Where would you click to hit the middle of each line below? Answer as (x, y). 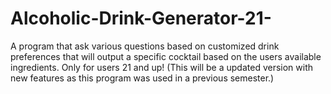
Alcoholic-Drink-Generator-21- (141, 18)
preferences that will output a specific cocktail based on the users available (166, 56)
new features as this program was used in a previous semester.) (142, 78)
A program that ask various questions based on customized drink (145, 46)
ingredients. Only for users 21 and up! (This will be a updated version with (162, 67)
